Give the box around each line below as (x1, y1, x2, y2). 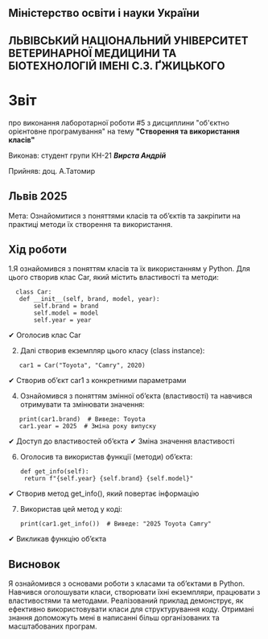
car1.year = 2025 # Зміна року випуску (19, 423, 157, 431)
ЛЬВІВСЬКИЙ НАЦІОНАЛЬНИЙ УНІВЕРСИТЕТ (8, 34, 249, 47)
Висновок (8, 557, 60, 571)
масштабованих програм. (8, 621, 98, 631)
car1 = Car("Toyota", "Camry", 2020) (19, 361, 146, 369)
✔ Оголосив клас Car (8, 330, 82, 340)
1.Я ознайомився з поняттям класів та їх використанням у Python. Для (8, 264, 251, 274)
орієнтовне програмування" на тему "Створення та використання (8, 126, 240, 136)
